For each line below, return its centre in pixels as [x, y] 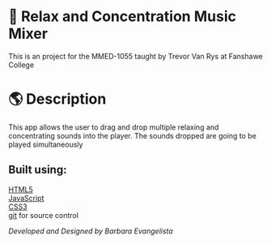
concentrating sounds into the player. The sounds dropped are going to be [133, 135]
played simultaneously [46, 144]
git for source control [44, 215]
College [21, 65]
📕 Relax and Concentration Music [123, 17]
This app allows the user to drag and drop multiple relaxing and [114, 127]
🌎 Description [57, 99]
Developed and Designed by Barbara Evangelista [91, 231]
